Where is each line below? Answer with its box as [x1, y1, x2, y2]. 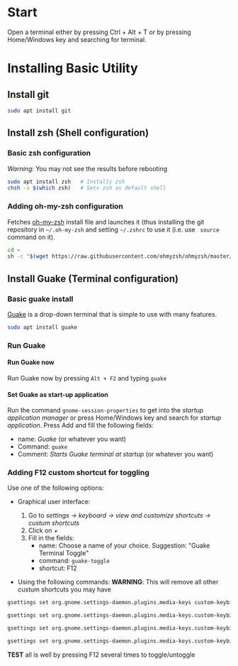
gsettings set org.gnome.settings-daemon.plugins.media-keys [7, 599, 192, 606]
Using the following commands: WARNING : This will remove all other [17, 578, 219, 586]
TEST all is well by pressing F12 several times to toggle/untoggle [7, 650, 195, 659]
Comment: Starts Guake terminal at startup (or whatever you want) [17, 450, 214, 459]
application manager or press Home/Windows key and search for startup [7, 413, 222, 422]
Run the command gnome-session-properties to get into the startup [7, 406, 204, 415]
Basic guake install [7, 294, 74, 304]
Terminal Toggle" [38, 549, 89, 557]
